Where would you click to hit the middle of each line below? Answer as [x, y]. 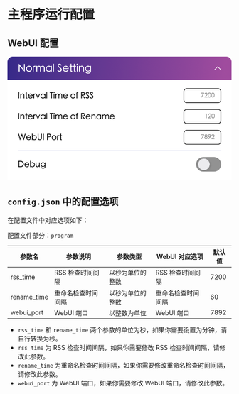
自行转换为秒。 [39, 339]
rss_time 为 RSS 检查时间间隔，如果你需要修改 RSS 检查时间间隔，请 [118, 348]
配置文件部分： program [41, 235]
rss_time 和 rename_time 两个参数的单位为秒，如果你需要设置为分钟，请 [122, 330]
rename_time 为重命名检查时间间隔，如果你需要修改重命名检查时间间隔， [123, 366]
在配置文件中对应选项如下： [48, 220]
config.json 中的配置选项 [63, 202]
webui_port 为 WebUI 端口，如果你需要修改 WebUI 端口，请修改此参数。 [123, 383]
